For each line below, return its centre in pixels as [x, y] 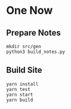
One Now [30, 11]
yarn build [20, 100]
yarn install [22, 84]
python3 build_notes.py [36, 52]
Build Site [24, 70]
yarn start [20, 95]
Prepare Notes [33, 33]
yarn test [18, 89]
